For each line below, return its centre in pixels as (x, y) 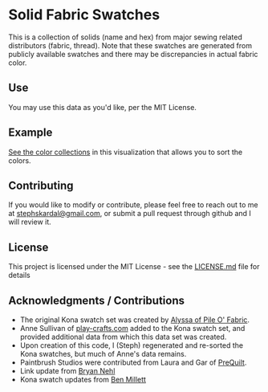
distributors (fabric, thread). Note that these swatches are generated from (130, 45)
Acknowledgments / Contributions (97, 300)
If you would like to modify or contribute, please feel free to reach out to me (133, 205)
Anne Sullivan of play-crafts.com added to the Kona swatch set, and (132, 328)
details (19, 276)
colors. (20, 160)
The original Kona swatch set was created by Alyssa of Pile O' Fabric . (135, 320)
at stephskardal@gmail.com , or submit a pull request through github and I (130, 214)
